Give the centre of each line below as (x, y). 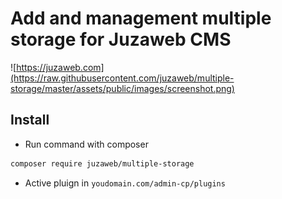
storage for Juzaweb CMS (121, 39)
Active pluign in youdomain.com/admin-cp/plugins (125, 183)
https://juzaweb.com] (60, 67)
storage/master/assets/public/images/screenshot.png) (122, 88)
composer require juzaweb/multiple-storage (102, 163)
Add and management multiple (141, 18)
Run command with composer (86, 144)
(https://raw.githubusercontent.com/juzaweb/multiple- (122, 78)
